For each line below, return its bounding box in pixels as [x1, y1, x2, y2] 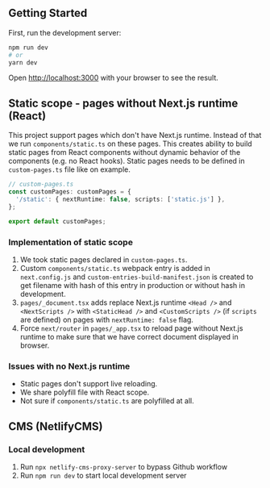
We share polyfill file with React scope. [19, 387, 150, 398]
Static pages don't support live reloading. [19, 379, 158, 389]
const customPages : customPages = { [8, 188, 131, 196]
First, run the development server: [8, 27, 122, 37]
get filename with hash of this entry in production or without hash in [19, 280, 246, 290]
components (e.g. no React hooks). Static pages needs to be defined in [8, 156, 245, 166]
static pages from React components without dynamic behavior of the [8, 148, 241, 157]
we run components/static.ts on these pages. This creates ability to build [8, 139, 252, 148]
